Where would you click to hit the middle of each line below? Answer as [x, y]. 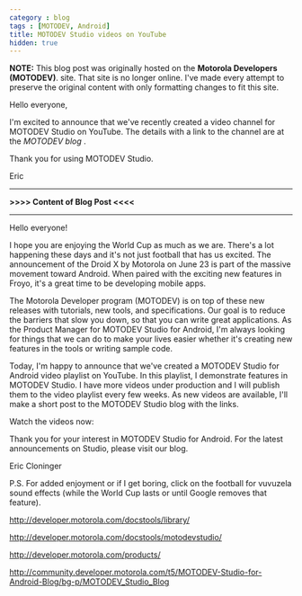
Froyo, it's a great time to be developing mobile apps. [108, 283]
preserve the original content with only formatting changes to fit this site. [144, 87]
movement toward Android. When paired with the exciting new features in [146, 274]
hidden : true [34, 43]
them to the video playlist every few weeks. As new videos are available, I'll [149, 395]
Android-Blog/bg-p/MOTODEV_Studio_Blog [89, 582]
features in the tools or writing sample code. [91, 349]
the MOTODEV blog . [48, 141]
